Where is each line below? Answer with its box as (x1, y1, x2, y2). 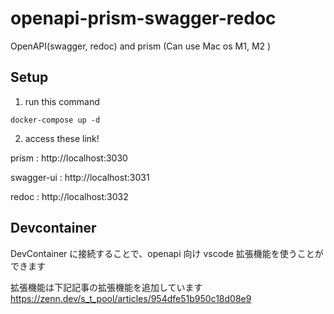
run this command (24, 95, 100, 107)
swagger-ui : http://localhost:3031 (10, 171, 150, 183)
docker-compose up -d (10, 115, 101, 125)
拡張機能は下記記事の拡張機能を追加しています (10, 281, 203, 293)
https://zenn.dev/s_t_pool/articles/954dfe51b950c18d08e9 (10, 292, 252, 304)
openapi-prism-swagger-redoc (10, 7, 277, 30)
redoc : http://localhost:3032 (10, 190, 129, 202)
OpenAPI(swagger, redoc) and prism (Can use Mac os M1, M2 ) (10, 40, 272, 52)
